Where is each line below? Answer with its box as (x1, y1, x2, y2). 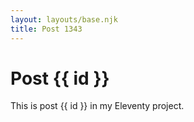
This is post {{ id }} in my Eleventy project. (10, 100, 185, 112)
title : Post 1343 (10, 24, 83, 34)
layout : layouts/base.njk (10, 14, 118, 25)
